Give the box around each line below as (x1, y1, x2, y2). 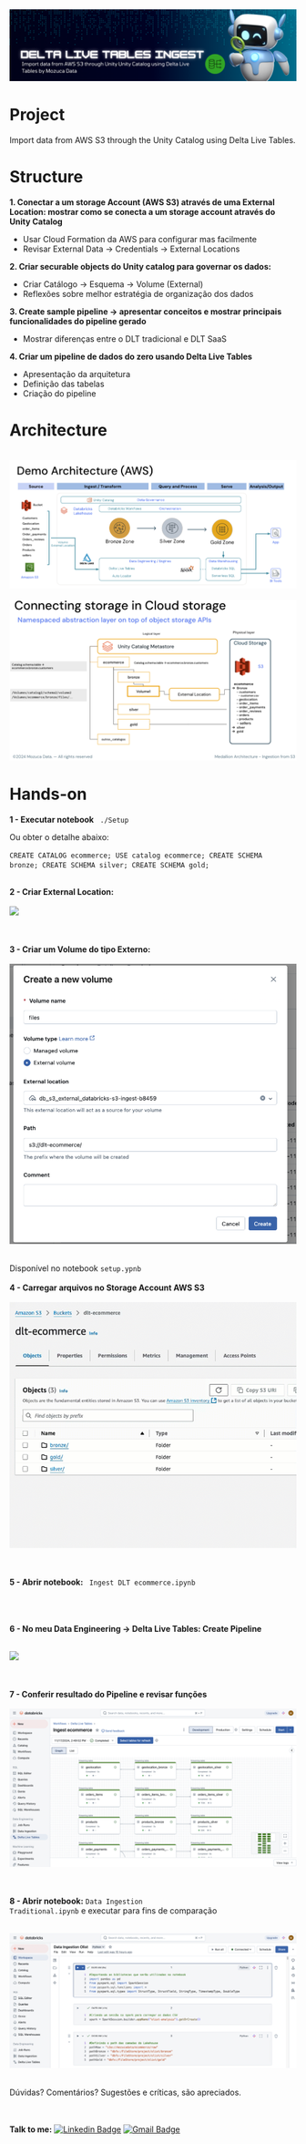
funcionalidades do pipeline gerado (9, 315, 148, 326)
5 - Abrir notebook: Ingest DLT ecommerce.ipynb (9, 1576, 196, 1587)
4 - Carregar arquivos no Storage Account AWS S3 (9, 1282, 205, 1293)
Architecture (9, 420, 107, 441)
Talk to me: (9, 2123, 53, 2135)
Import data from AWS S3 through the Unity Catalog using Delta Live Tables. (9, 134, 296, 145)
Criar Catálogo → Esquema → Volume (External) (22, 278, 204, 290)
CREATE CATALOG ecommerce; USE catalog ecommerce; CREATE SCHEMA (9, 851, 262, 860)
